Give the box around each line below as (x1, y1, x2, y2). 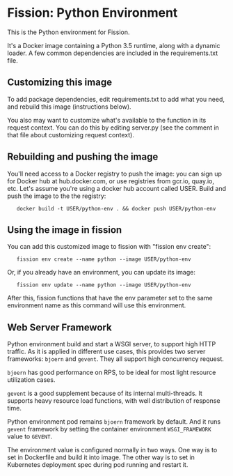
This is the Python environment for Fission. (7, 28, 130, 36)
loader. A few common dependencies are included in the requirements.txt (7, 49, 218, 57)
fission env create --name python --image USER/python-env (16, 256, 191, 263)
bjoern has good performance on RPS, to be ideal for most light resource (7, 368, 216, 377)
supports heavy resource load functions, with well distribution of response (7, 397, 220, 405)
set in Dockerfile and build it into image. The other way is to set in (7, 453, 195, 461)
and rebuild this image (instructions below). (7, 102, 131, 111)
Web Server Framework (7, 321, 113, 333)
